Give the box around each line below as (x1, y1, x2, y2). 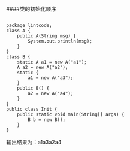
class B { (6, 54, 31, 60)
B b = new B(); (28, 117, 66, 123)
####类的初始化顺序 (6, 5, 57, 12)
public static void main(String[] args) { (17, 111, 125, 117)
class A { (6, 28, 31, 34)
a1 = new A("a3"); (28, 75, 74, 81)
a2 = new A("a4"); (28, 90, 74, 96)
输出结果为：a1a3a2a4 (6, 138, 62, 146)
